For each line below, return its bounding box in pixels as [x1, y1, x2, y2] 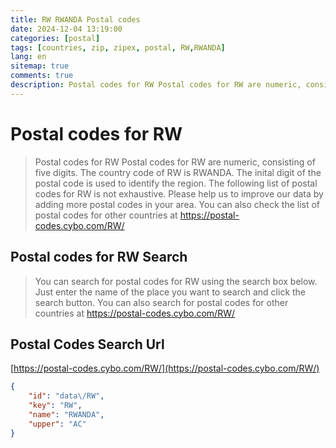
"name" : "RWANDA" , [28, 409, 105, 420]
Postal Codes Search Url [10, 336, 165, 353]
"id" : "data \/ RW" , [28, 391, 105, 401]
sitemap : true [10, 61, 70, 71]
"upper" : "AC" [28, 419, 87, 429]
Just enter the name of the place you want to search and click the [34, 286, 307, 298]
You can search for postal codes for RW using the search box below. [34, 275, 318, 287]
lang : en [10, 52, 47, 62]
